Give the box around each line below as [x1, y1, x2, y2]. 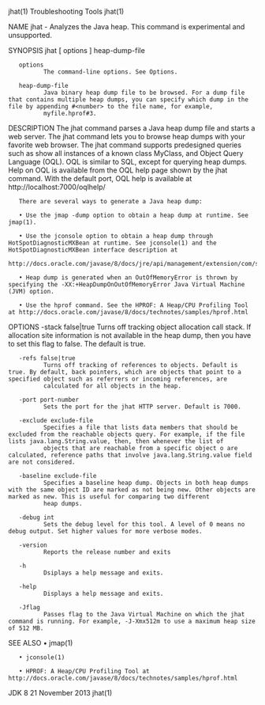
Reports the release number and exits [43, 548, 171, 556]
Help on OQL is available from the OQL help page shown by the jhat [8, 165, 228, 175]
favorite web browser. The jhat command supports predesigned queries [8, 140, 242, 150]
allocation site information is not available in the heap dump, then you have [8, 331, 252, 339]
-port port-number [18, 396, 80, 404]
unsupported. [8, 31, 53, 40]
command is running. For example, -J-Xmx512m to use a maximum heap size [8, 617, 256, 625]
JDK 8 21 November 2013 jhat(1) [8, 688, 113, 697]
